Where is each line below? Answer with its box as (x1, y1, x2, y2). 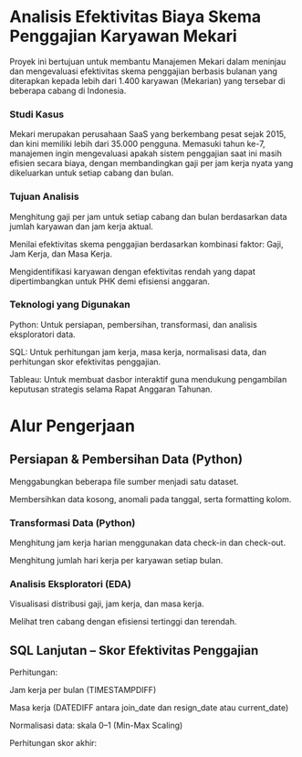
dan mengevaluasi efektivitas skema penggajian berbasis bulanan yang (9, 66, 278, 77)
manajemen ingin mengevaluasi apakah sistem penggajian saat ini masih (9, 148, 283, 159)
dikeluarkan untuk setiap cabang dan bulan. (9, 167, 174, 179)
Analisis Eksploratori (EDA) (9, 578, 132, 591)
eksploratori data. (9, 329, 76, 340)
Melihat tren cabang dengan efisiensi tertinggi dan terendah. (9, 616, 237, 627)
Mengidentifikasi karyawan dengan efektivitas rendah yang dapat (9, 266, 255, 277)
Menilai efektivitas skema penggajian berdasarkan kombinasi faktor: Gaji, (9, 238, 285, 249)
